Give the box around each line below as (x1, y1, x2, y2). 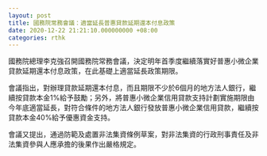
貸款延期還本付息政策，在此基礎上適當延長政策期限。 (8, 67, 183, 76)
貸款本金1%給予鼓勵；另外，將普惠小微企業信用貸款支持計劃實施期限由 (21, 93, 255, 103)
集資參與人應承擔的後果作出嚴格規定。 (14, 139, 141, 149)
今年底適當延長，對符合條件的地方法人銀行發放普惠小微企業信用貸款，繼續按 (8, 103, 259, 112)
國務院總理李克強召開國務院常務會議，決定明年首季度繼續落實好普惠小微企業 (8, 56, 259, 66)
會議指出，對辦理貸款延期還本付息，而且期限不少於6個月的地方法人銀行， (8, 83, 250, 93)
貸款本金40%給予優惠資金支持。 (8, 112, 115, 123)
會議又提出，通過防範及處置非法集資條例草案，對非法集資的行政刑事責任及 (8, 130, 252, 139)
